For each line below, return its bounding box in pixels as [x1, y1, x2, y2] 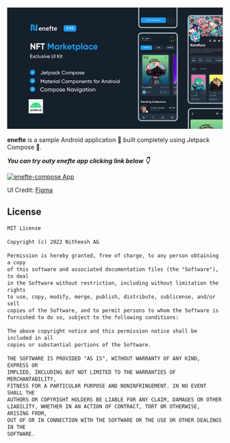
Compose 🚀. [7, 143, 42, 152]
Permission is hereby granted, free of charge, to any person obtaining [7, 252, 219, 259]
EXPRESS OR [7, 362, 38, 369]
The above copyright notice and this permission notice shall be [7, 328, 197, 335]
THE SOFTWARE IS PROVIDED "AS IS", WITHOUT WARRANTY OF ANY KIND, [7, 355, 201, 362]
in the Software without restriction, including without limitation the [7, 280, 219, 287]
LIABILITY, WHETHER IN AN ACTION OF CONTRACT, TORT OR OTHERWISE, [7, 403, 201, 410]
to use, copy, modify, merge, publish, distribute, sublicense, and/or [7, 294, 216, 300]
